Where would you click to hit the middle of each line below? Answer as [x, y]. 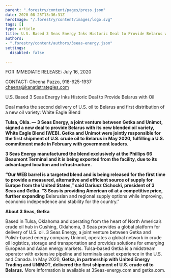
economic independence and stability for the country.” [62, 201]
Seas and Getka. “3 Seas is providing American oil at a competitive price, [84, 191]
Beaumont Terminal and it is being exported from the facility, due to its [81, 159]
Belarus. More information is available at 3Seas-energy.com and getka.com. [85, 270]
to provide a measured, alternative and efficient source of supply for [79, 180]
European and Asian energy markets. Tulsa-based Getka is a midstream [81, 248]
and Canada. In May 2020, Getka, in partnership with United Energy [78, 259]
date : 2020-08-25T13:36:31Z [35, 15]
